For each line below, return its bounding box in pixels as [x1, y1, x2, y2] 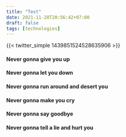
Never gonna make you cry [6, 96, 75, 103]
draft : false [6, 20, 39, 26]
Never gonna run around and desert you [6, 83, 108, 90]
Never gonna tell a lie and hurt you [6, 124, 94, 131]
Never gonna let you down [6, 69, 73, 77]
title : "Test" [6, 8, 42, 15]
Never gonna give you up [6, 55, 70, 63]
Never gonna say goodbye [6, 110, 73, 117]
